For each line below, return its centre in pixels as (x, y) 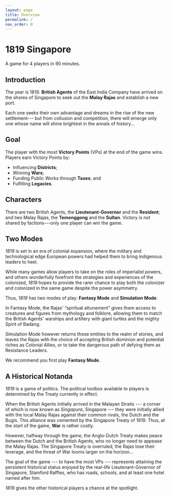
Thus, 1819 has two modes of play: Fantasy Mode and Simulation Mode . (81, 298)
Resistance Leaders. (27, 350)
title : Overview (22, 15)
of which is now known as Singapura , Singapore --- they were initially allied (85, 410)
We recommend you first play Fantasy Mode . (53, 360)
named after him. (23, 478)
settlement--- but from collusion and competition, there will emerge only (81, 118)
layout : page (19, 10)
